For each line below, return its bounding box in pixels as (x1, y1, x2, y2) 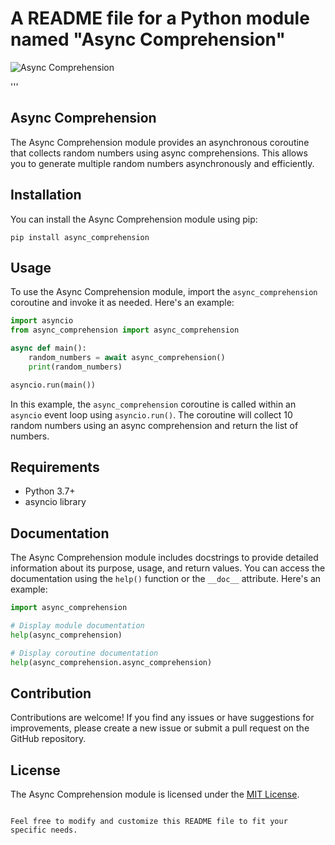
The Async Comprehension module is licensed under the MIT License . (10, 788, 300, 801)
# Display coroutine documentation (10, 648, 159, 658)
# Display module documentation (10, 621, 145, 631)
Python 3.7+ (24, 485, 76, 497)
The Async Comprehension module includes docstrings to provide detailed (10, 552, 319, 564)
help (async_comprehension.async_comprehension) (10, 657, 213, 667)
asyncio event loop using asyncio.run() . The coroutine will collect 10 (10, 408, 293, 421)
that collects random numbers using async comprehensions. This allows (10, 147, 308, 159)
